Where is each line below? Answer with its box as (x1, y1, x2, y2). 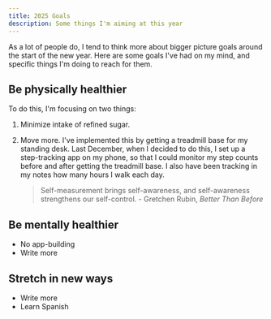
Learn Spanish (19, 301, 69, 311)
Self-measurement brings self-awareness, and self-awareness (40, 186, 250, 196)
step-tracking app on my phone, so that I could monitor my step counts (19, 153, 259, 162)
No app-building (19, 239, 75, 249)
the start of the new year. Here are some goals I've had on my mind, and (8, 50, 250, 60)
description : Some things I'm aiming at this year (8, 19, 183, 28)
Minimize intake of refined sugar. (19, 119, 131, 130)
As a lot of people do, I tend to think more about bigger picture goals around (8, 41, 263, 51)
